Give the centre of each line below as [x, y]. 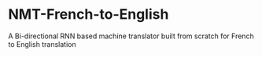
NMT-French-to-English [89, 14]
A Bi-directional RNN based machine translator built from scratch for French [131, 36]
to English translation [42, 44]
